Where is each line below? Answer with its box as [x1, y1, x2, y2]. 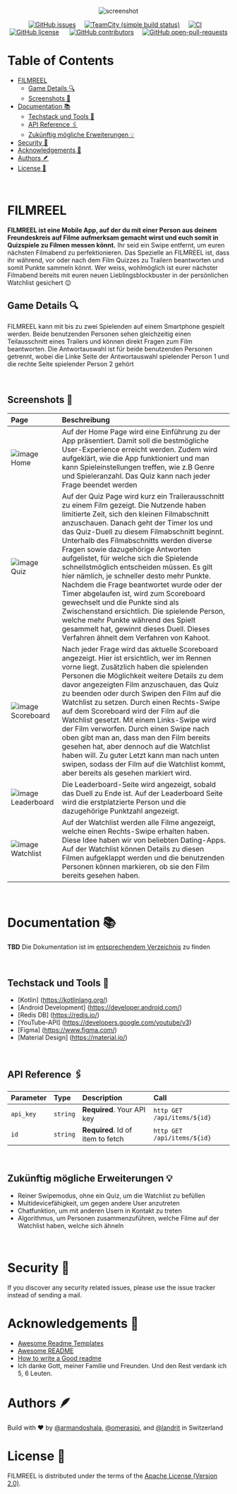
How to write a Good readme [17, 1354, 102, 1362]
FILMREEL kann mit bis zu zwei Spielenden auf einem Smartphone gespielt [7, 322, 225, 330]
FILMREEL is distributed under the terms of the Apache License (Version [7, 1471, 218, 1480]
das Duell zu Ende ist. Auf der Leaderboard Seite [61, 788, 224, 798]
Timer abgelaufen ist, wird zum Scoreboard [61, 588, 206, 598]
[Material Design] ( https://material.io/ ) [17, 1033, 128, 1042]
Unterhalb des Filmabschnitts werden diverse [61, 535, 212, 545]
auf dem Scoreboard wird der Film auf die [61, 706, 200, 716]
